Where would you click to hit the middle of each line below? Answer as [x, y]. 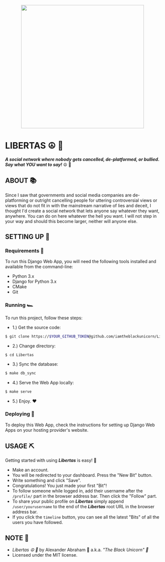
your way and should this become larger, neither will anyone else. [71, 221]
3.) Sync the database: [35, 364]
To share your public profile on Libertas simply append [68, 501]
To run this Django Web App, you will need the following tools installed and [81, 262]
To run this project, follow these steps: [44, 318]
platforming [17, 200]
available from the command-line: [39, 267]
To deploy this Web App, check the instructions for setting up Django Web [80, 425]
